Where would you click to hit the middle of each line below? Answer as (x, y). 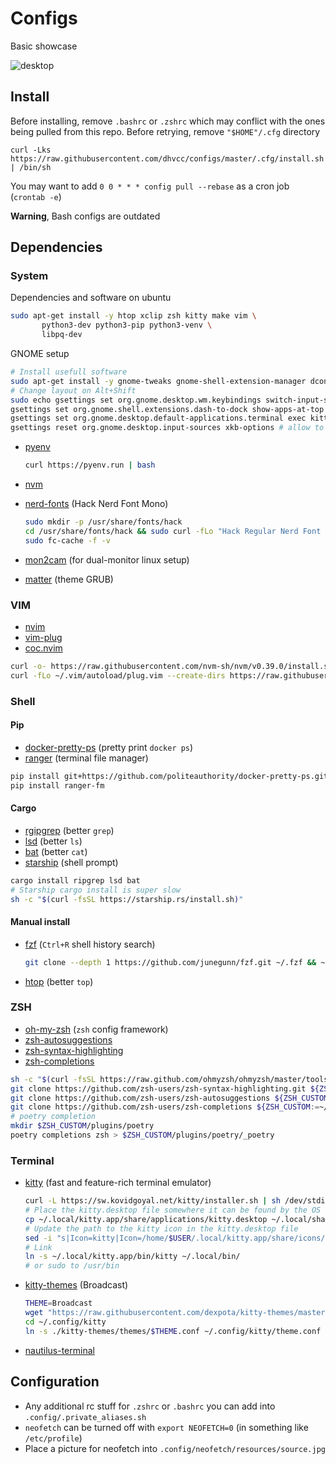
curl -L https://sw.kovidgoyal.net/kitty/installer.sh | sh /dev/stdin (177, 1201)
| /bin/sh (31, 167)
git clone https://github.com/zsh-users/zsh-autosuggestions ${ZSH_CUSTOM (169, 1098)
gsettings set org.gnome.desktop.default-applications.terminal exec (158, 418)
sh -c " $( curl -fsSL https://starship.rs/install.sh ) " (127, 899)
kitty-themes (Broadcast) (76, 1285)
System (29, 276)
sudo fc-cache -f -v (67, 540)
